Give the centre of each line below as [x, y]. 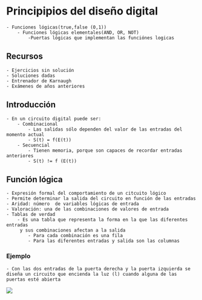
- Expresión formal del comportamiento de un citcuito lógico [86, 194]
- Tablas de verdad [31, 215]
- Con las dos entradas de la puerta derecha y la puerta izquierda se [98, 269]
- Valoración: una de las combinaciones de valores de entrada [88, 209]
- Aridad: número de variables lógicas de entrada [73, 204]
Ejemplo [18, 256]
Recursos [25, 57]
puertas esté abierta [34, 279]
